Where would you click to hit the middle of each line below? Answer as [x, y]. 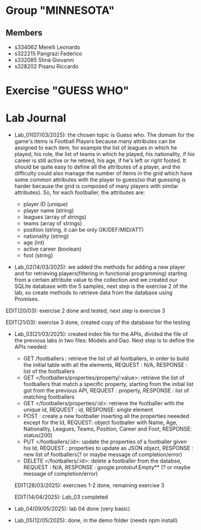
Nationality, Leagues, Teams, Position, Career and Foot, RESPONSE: [107, 429]
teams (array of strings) [53, 223]
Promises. [27, 299]
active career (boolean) [52, 249]
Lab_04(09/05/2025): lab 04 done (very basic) [72, 509]
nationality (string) [46, 236]
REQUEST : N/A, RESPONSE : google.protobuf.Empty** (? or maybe [107, 467]
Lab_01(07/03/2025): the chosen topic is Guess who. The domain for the [104, 135]
